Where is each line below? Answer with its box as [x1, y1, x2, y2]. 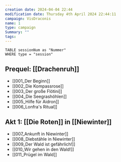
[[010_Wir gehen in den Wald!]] [12, 146, 74, 152]
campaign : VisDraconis [5, 16, 51, 21]
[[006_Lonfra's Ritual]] [12, 104, 57, 109]
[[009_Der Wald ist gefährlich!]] [12, 141, 75, 147]
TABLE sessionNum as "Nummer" [5, 47, 67, 53]
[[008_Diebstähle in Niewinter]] [12, 136, 75, 142]
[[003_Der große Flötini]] [12, 88, 62, 94]
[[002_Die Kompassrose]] [12, 83, 64, 89]
